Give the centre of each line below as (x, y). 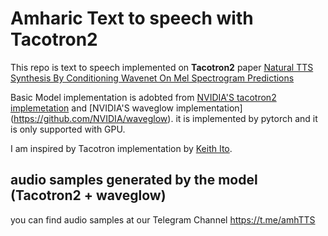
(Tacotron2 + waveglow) (88, 195)
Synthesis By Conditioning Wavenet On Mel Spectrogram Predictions (152, 78)
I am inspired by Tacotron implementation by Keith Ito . (121, 148)
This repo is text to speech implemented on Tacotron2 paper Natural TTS (162, 67)
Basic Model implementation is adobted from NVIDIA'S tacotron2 (143, 97)
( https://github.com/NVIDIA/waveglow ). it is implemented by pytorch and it (164, 118)
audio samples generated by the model (134, 180)
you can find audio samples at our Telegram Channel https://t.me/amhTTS (163, 219)
